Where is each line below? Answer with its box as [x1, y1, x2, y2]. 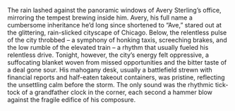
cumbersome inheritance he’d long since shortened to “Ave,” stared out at [7, 21, 222, 29]
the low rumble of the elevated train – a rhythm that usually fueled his [7, 44, 209, 51]
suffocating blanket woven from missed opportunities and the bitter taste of [7, 58, 227, 66]
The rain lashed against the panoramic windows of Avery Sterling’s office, [7, 6, 222, 14]
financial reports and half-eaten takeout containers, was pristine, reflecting [7, 73, 225, 81]
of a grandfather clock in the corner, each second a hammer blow [21, 88, 213, 96]
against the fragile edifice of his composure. [7, 96, 136, 104]
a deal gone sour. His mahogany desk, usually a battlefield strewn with [7, 66, 213, 74]
